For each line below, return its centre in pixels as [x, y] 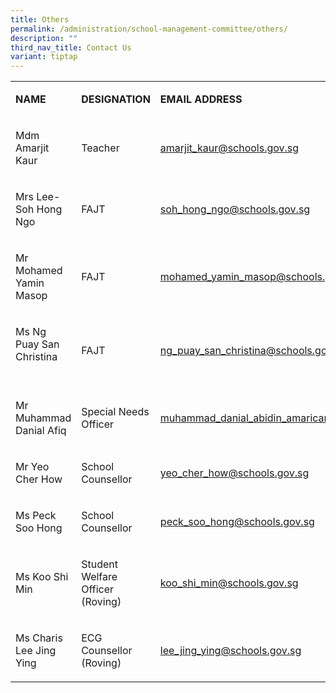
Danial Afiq [41, 431]
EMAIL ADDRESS [201, 99]
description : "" [44, 38]
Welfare [99, 577]
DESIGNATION [116, 99]
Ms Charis [39, 638]
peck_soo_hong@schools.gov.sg [237, 522]
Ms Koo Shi [42, 577]
